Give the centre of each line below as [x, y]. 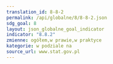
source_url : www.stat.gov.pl [43, 52]
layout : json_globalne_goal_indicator [55, 29]
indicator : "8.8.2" [31, 35]
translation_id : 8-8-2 [35, 12]
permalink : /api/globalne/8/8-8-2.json [57, 18]
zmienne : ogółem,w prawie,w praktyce [54, 40]
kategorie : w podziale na [39, 46]
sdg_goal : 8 [21, 23]
